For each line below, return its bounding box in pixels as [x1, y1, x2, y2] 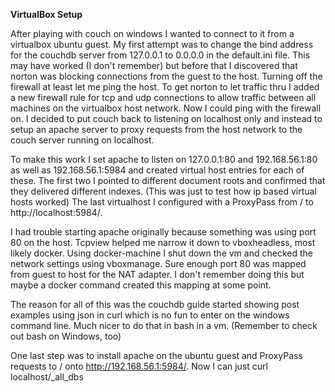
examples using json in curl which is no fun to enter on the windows [10, 309, 290, 321]
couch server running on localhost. [10, 134, 155, 146]
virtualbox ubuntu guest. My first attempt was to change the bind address [10, 39, 314, 50]
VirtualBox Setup [10, 9, 83, 20]
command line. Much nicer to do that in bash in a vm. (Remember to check [10, 320, 318, 331]
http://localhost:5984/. [10, 207, 103, 218]
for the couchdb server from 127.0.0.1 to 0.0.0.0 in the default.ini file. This [10, 49, 311, 61]
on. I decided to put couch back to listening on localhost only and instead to [10, 113, 323, 124]
